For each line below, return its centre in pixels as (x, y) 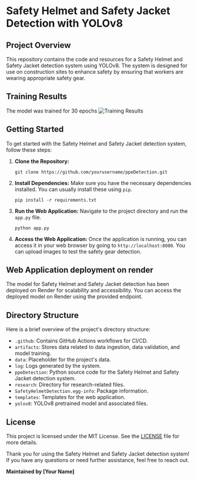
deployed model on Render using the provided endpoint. (74, 296)
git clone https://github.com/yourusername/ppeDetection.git (91, 172)
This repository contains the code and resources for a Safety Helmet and (94, 59)
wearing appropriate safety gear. (46, 78)
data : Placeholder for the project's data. (63, 360)
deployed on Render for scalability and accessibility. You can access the (94, 291)
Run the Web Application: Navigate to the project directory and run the (101, 211)
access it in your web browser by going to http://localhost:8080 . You (100, 245)
